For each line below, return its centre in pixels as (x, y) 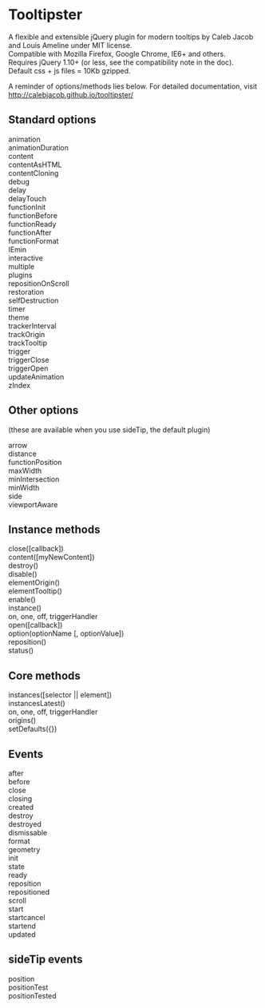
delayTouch (28, 198)
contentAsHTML (35, 165)
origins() (22, 720)
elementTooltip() (35, 591)
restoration (26, 292)
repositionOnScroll (39, 283)
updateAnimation (36, 376)
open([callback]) (36, 625)
